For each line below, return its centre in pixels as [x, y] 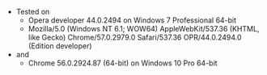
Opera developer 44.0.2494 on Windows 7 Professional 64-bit [132, 20]
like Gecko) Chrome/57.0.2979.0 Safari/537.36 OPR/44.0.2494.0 [135, 37]
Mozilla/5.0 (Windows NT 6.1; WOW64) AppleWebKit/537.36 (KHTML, [144, 29]
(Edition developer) [60, 46]
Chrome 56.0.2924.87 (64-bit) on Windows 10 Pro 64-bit [123, 63]
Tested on [33, 12]
